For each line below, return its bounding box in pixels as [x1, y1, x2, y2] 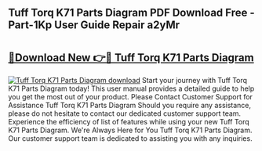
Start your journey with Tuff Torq [141, 76, 248, 84]
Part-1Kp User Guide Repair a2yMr [8, 19, 180, 32]
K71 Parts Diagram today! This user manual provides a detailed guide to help [8, 84, 255, 93]
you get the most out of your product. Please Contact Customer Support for [8, 92, 253, 101]
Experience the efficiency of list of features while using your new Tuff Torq [8, 117, 249, 126]
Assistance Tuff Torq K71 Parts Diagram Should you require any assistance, [8, 101, 252, 110]
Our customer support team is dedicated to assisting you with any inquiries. [8, 134, 253, 143]
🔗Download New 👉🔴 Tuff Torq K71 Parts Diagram [8, 51, 254, 64]
